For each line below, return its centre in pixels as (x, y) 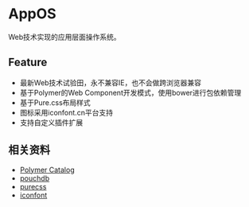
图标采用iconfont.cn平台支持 (66, 112)
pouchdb (35, 178)
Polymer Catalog (47, 170)
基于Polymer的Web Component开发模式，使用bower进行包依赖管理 (130, 92)
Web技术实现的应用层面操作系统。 (64, 37)
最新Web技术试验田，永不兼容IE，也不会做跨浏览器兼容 (110, 82)
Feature (28, 62)
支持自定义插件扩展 (51, 122)
